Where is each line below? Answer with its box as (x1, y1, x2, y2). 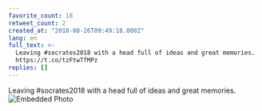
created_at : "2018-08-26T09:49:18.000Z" (8, 26, 145, 34)
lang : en (8, 34, 38, 42)
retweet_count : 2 (8, 19, 66, 27)
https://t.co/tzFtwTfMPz (15, 57, 98, 65)
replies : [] (8, 64, 48, 72)
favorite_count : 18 (8, 11, 73, 20)
